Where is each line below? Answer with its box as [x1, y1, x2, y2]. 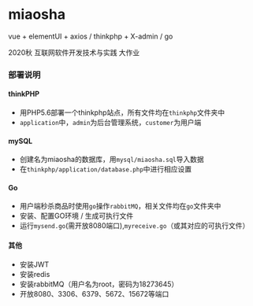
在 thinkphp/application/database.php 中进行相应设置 [19, 164, 192, 174]
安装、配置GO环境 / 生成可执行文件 [19, 211, 134, 221]
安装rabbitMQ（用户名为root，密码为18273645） [19, 279, 179, 289]
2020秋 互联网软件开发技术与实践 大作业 [8, 47, 140, 57]
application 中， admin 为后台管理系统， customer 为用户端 [19, 118, 202, 127]
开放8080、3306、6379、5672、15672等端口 [19, 289, 169, 298]
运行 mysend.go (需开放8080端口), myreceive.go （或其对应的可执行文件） [19, 221, 250, 230]
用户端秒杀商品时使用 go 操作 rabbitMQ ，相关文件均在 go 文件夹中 [19, 201, 221, 211]
